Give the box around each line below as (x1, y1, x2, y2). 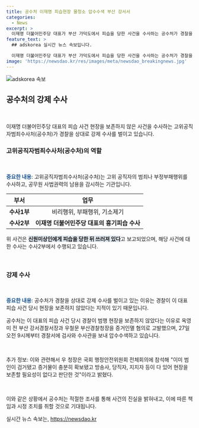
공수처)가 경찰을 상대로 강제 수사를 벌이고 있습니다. (36, 131, 154, 138)
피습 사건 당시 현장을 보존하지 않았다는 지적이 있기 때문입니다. (6, 305, 149, 312)
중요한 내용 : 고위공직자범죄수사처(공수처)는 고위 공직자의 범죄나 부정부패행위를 (6, 173, 188, 180)
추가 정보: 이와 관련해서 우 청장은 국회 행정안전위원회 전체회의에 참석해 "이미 (6, 356, 183, 364)
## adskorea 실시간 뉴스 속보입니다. (11, 42, 93, 48)
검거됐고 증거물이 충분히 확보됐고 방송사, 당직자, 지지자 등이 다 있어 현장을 (17, 364, 188, 371)
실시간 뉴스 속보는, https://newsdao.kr (6, 415, 97, 423)
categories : (6, 14, 36, 20)
